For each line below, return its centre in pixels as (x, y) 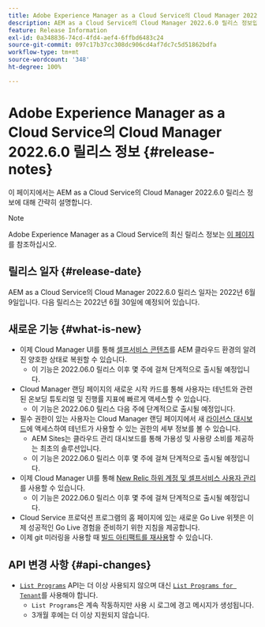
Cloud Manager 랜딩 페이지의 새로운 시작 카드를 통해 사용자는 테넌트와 (129, 389)
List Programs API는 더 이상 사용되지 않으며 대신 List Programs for (126, 585)
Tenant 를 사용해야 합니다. (59, 595)
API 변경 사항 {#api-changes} (80, 565)
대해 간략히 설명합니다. (58, 202)
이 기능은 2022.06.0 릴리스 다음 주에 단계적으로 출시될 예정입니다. (133, 409)
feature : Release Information (58, 30)
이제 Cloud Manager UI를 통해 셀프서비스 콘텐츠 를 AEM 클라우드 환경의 (131, 349)
